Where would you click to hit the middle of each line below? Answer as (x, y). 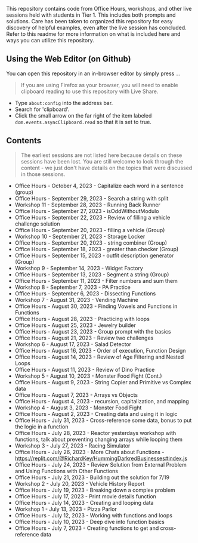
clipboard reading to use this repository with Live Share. (89, 91)
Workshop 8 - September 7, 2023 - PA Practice (73, 287)
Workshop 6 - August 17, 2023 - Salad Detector (73, 344)
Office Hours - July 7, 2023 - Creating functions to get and (87, 528)
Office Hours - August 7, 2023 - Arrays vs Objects (76, 395)
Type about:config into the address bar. (64, 103)
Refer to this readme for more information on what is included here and (93, 34)
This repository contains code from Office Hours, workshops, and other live (99, 9)
